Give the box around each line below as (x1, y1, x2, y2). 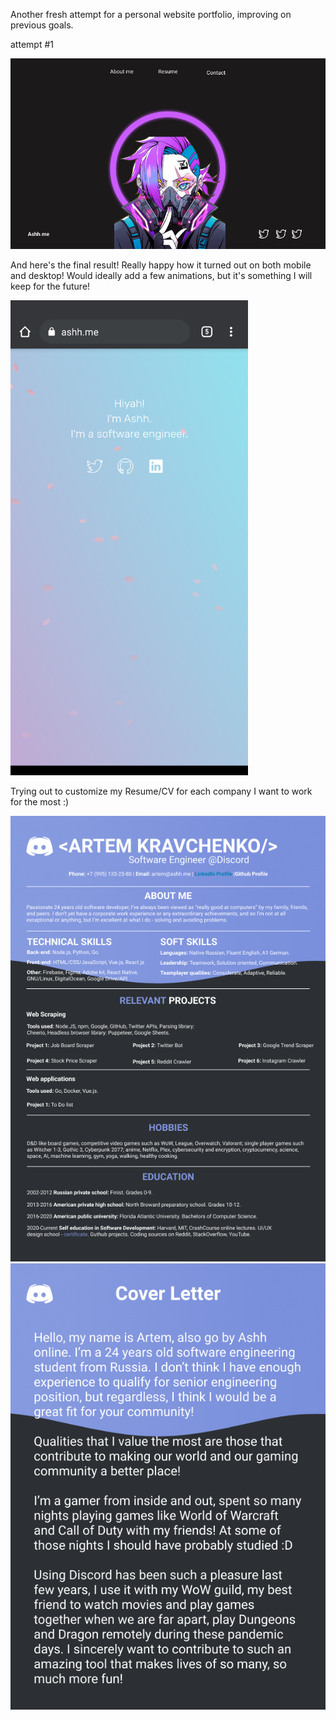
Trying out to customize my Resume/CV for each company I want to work (10, 785, 313, 798)
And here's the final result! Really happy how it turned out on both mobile (10, 259, 312, 271)
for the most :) (10, 796, 70, 808)
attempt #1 (10, 39, 54, 50)
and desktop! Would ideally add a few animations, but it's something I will (10, 270, 313, 282)
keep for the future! (10, 280, 91, 293)
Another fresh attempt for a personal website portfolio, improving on (10, 9, 292, 20)
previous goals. (10, 19, 74, 31)
